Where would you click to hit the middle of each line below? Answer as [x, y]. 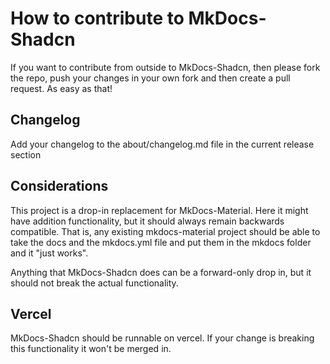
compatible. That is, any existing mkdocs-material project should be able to [165, 231]
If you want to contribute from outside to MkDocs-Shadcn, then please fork [165, 67]
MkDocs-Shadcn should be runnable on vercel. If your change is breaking [162, 338]
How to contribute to [97, 18]
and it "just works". [49, 253]
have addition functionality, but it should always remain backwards [147, 221]
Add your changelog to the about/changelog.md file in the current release [162, 144]
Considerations [59, 186]
